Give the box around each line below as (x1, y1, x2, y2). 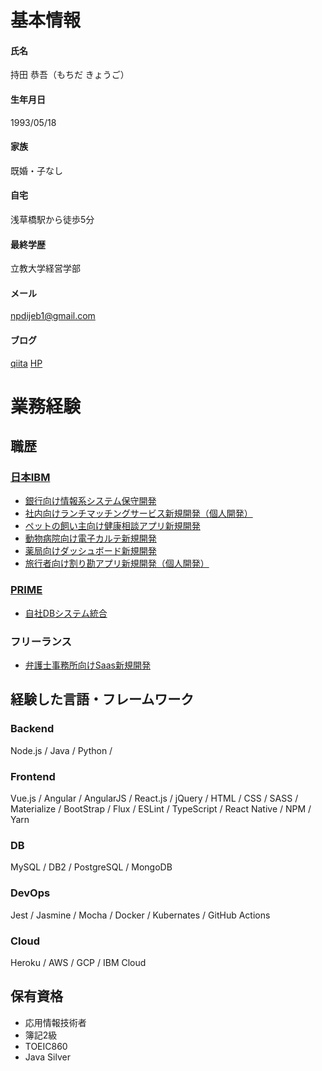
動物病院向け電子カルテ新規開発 (24, 532, 157, 545)
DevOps (10, 886, 51, 900)
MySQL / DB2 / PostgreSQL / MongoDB (10, 861, 173, 873)
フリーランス (10, 634, 72, 648)
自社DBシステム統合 (24, 607, 108, 619)
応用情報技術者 (24, 1016, 87, 1028)
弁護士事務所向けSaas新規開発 (24, 659, 151, 671)
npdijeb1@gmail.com (10, 310, 96, 322)
